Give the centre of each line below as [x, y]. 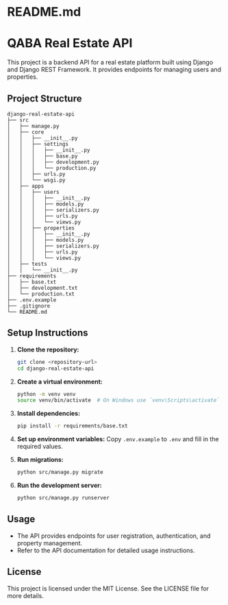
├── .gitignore [29, 306]
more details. [26, 595]
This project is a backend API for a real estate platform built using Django [110, 62]
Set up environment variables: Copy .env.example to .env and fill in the [118, 439]
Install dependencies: [49, 413]
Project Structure [45, 98]
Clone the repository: [48, 349]
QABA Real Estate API [70, 44]
